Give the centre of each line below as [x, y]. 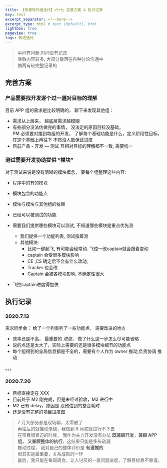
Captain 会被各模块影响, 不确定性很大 [66, 274]
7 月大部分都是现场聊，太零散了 [50, 422]
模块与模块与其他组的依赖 [39, 204]
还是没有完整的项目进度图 [39, 412]
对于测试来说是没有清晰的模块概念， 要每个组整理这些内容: [65, 172]
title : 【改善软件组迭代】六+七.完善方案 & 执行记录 [54, 10]
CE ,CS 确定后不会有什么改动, [58, 261]
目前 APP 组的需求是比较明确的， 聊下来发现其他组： [59, 110]
